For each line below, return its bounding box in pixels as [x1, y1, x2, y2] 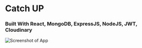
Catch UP [5, 3, 44, 14]
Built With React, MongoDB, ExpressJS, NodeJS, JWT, [5, 21, 138, 27]
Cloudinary [5, 26, 32, 33]
